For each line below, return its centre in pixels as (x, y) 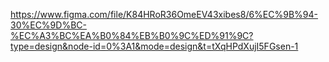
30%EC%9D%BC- (48, 25)
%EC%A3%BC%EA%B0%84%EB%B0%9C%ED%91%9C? (132, 35)
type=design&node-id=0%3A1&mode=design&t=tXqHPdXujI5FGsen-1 (154, 46)
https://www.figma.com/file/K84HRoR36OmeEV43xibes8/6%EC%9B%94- (164, 14)
